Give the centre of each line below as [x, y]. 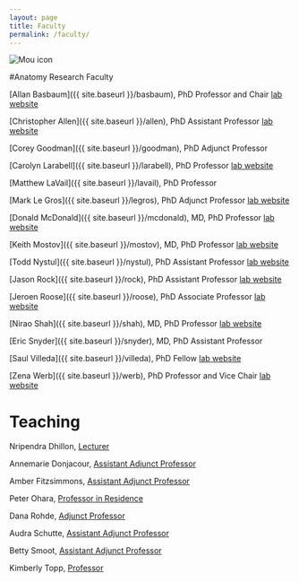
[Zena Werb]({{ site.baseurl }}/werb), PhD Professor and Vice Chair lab [140, 376]
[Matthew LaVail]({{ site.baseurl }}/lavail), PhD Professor [113, 183]
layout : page [34, 17]
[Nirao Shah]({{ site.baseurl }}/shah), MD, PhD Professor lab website [136, 324]
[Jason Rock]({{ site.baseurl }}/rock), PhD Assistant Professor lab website [145, 280]
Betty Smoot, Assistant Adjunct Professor [86, 551]
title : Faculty [38, 26]
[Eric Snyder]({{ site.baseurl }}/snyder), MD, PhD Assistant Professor [136, 341]
